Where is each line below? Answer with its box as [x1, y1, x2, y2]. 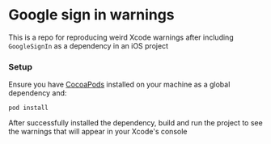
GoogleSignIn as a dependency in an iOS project [8, 40, 168, 50]
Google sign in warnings [8, 6, 176, 24]
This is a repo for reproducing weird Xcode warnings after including [8, 32, 234, 42]
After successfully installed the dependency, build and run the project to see [8, 118, 263, 128]
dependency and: [8, 88, 67, 98]
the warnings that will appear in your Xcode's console [8, 127, 188, 137]
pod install [8, 104, 49, 112]
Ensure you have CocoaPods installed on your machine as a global [8, 79, 231, 90]
